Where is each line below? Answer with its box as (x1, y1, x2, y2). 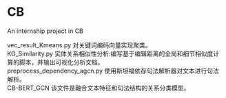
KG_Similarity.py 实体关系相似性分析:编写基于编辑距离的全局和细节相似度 (7, 49, 214, 58)
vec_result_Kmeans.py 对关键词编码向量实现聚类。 (7, 40, 152, 49)
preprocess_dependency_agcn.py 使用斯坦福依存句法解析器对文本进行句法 (7, 66, 219, 75)
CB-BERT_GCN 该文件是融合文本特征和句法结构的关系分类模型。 (7, 84, 190, 92)
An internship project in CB (7, 27, 84, 35)
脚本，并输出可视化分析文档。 (19, 58, 104, 66)
